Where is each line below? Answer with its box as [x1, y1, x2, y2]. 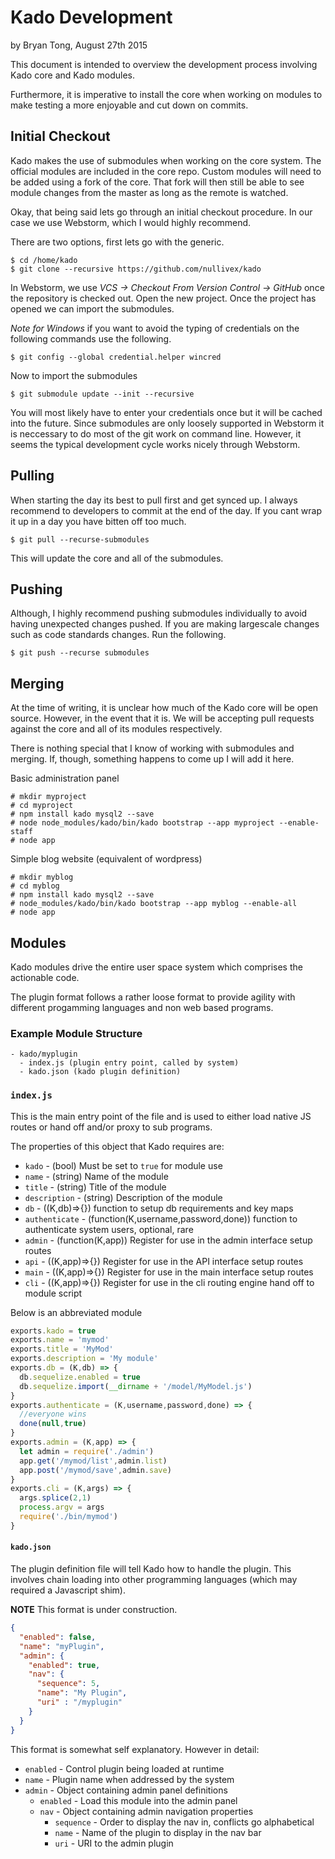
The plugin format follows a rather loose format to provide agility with [10, 991, 296, 1003]
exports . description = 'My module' [10, 1354, 159, 1364]
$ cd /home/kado [10, 255, 78, 265]
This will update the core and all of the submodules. [10, 552, 224, 564]
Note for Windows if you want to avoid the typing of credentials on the [10, 322, 300, 334]
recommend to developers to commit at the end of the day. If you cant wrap [10, 504, 323, 516]
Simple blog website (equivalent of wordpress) [10, 853, 203, 865]
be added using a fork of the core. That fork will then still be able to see [10, 176, 305, 188]
